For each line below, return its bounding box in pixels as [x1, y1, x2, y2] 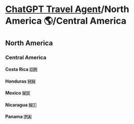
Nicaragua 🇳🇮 [5, 102, 37, 108]
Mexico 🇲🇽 [5, 90, 30, 96]
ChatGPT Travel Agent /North [5, 4, 129, 15]
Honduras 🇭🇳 [5, 78, 35, 84]
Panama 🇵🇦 [5, 113, 32, 119]
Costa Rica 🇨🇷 [5, 67, 38, 73]
